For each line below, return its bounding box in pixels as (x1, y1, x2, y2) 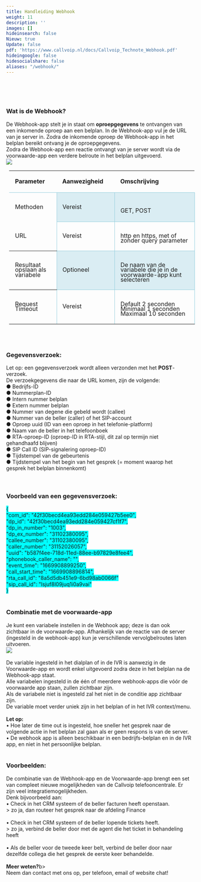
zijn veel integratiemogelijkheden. (6, 787, 88, 795)
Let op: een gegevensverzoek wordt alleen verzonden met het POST (6, 364, 173, 371)
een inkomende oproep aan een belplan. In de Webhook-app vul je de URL (6, 127, 187, 134)
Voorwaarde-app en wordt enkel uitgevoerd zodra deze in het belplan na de (6, 665, 190, 672)
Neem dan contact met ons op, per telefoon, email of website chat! (6, 869, 169, 876)
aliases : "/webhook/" (6, 63, 60, 70)
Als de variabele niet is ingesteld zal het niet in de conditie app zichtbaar (6, 690, 182, 698)
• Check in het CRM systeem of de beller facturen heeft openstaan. (6, 800, 170, 807)
